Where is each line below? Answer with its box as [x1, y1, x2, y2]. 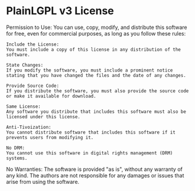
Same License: [6, 103, 41, 109]
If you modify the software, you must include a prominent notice [6, 67, 173, 73]
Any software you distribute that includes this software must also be [6, 108, 186, 115]
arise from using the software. [6, 178, 80, 185]
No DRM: [6, 145, 25, 151]
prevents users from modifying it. [6, 134, 94, 140]
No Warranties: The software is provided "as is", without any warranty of [6, 166, 183, 173]
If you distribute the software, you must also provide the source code [6, 88, 189, 94]
